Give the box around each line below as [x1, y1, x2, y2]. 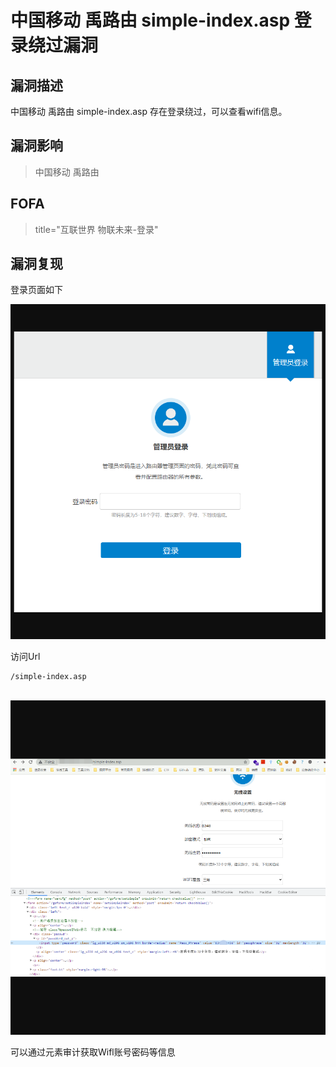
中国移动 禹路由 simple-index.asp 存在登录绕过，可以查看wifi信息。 [10, 106, 288, 117]
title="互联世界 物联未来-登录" [34, 223, 159, 235]
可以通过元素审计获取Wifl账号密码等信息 [10, 1046, 176, 1058]
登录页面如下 [10, 284, 63, 296]
